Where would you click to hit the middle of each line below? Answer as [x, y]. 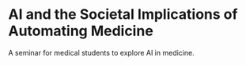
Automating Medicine [81, 31]
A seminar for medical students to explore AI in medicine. [102, 52]
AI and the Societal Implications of [123, 14]
